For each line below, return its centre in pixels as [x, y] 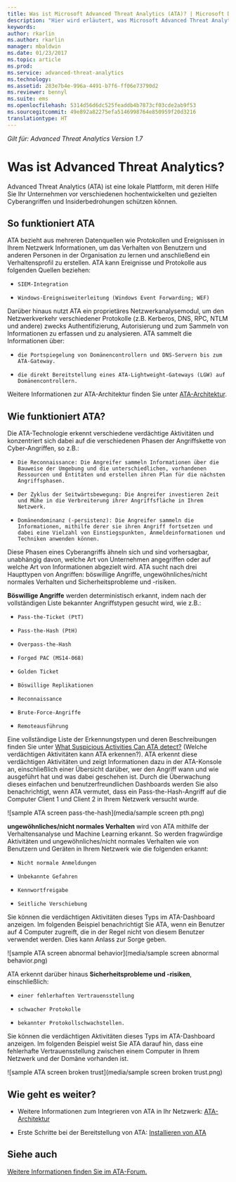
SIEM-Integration [43, 285]
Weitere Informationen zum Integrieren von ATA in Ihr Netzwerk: [110, 1111]
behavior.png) [27, 960]
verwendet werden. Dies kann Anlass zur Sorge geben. [87, 939]
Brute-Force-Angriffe [49, 713]
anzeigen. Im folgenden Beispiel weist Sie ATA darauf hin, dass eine [105, 1044]
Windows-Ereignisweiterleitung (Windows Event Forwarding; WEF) [113, 298]
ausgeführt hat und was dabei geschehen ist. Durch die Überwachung [109, 777]
